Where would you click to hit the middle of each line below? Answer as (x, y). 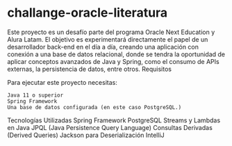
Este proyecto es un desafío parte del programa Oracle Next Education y (111, 32)
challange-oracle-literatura (88, 13)
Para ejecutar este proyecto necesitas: (63, 82)
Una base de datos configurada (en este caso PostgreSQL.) (94, 107)
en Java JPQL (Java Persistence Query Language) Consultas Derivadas (110, 127)
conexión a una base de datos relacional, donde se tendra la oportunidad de (116, 54)
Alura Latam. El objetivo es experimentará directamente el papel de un (108, 39)
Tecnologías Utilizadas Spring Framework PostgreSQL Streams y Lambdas (114, 120)
